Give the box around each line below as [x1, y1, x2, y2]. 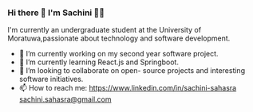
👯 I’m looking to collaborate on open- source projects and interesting [18, 66, 245, 75]
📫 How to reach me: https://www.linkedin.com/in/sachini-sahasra [18, 83, 237, 93]
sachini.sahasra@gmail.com [18, 95, 113, 104]
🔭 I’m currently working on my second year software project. [18, 49, 219, 59]
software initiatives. [18, 75, 84, 84]
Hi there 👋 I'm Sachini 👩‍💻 [7, 7, 105, 18]
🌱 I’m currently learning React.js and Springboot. [18, 57, 179, 67]
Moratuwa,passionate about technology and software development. [7, 33, 231, 43]
